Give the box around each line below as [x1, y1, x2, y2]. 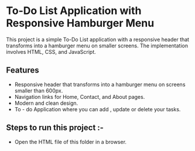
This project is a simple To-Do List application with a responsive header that [6, 36, 189, 43]
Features [6, 66, 39, 75]
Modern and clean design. [14, 99, 78, 107]
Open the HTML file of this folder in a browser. [14, 138, 127, 145]
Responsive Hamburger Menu [6, 16, 155, 30]
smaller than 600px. [14, 87, 63, 94]
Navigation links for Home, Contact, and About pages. [14, 93, 145, 100]
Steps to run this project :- [6, 123, 104, 133]
